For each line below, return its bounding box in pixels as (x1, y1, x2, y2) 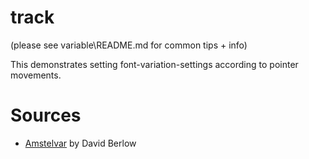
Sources (10, 104, 82, 127)
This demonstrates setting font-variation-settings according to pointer (10, 58, 299, 70)
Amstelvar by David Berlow (24, 137, 137, 149)
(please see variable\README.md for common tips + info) (10, 39, 248, 51)
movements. (10, 69, 62, 81)
